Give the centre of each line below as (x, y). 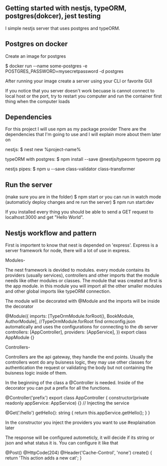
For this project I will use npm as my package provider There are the (76, 129)
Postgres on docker (36, 44)
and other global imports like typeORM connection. (58, 291)
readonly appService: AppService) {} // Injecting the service (67, 403)
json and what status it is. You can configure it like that (62, 443)
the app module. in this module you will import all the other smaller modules (83, 286)
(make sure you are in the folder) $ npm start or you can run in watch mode (83, 197)
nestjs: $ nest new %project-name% (43, 150)
